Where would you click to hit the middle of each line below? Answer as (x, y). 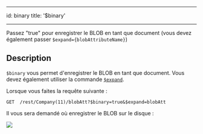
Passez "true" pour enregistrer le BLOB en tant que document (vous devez (99, 33)
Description (29, 58)
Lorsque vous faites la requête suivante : (57, 91)
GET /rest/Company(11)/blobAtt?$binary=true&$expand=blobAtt (86, 102)
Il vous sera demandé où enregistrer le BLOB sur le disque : (80, 113)
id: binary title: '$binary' (36, 15)
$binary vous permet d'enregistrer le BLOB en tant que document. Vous (95, 72)
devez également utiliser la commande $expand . (65, 79)
